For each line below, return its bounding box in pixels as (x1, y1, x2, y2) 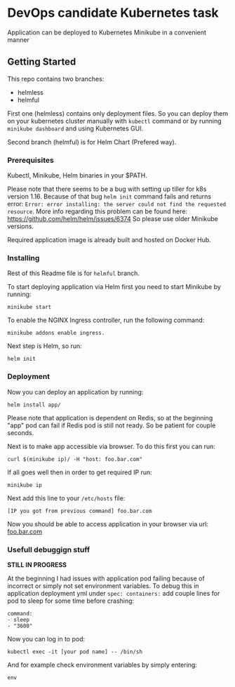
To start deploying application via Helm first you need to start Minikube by (7, 283, 221, 291)
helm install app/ (7, 401, 61, 408)
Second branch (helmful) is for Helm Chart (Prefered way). (7, 138, 177, 146)
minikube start (7, 304, 52, 311)
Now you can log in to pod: (7, 634, 86, 643)
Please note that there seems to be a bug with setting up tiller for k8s (7, 185, 207, 194)
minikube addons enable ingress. (7, 330, 105, 337)
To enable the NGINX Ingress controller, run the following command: (7, 316, 205, 324)
